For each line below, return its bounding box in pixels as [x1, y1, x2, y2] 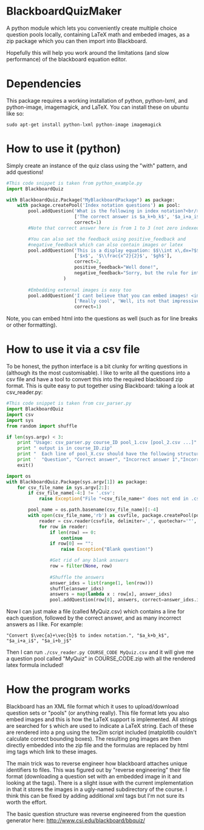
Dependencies [6, 77, 81, 91]
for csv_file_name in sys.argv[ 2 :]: [17, 485, 110, 491]
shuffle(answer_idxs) [49, 586, 104, 592]
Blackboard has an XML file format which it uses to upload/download [6, 703, 179, 710]
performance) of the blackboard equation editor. [6, 55, 127, 63]
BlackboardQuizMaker [6, 4, 122, 18]
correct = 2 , [73, 258, 102, 265]
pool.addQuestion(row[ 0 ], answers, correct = [49, 597, 165, 603]
